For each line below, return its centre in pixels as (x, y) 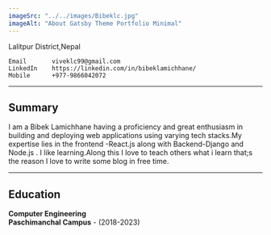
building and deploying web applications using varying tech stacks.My (125, 136)
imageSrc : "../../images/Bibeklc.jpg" (73, 16)
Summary (33, 107)
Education (35, 194)
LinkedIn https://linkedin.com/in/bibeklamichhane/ (102, 68)
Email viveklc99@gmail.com (65, 61)
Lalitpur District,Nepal (44, 46)
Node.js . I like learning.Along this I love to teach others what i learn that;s (130, 153)
